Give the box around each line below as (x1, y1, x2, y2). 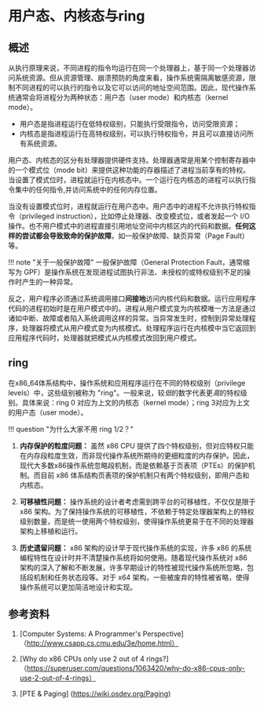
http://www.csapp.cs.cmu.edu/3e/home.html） (26, 638, 179, 648)
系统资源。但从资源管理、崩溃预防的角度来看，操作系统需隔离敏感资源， (14, 73, 249, 82)
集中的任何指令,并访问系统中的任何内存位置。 (14, 185, 163, 194)
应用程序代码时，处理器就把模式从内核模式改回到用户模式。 (8, 333, 201, 342)
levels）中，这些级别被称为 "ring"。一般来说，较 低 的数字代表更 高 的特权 (8, 388, 241, 397)
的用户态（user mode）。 (8, 408, 88, 417)
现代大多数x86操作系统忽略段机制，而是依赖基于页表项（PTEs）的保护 (19, 460, 249, 470)
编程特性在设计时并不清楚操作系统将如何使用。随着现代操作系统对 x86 (19, 553, 247, 562)
